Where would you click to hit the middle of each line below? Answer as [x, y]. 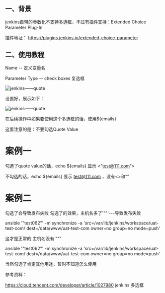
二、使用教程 [25, 55]
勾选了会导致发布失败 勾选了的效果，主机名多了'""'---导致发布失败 [73, 213]
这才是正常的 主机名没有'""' [33, 238]
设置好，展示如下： [25, 98]
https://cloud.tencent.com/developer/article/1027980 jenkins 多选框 [75, 285]
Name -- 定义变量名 [25, 68]
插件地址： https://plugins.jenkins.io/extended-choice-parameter [72, 37]
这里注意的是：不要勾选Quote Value [42, 129]
